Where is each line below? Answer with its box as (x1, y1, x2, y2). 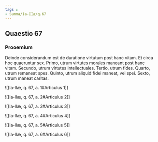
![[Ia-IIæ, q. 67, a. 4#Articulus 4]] (5, 113, 71, 119)
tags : (5, 7, 18, 12)
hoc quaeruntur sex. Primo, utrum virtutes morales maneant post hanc (5, 60, 145, 66)
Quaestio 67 (5, 29, 43, 38)
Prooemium (5, 44, 33, 51)
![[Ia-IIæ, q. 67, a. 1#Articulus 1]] (5, 85, 69, 91)
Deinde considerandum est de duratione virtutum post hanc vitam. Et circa (5, 55, 153, 61)
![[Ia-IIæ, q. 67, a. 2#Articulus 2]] (5, 94, 70, 100)
